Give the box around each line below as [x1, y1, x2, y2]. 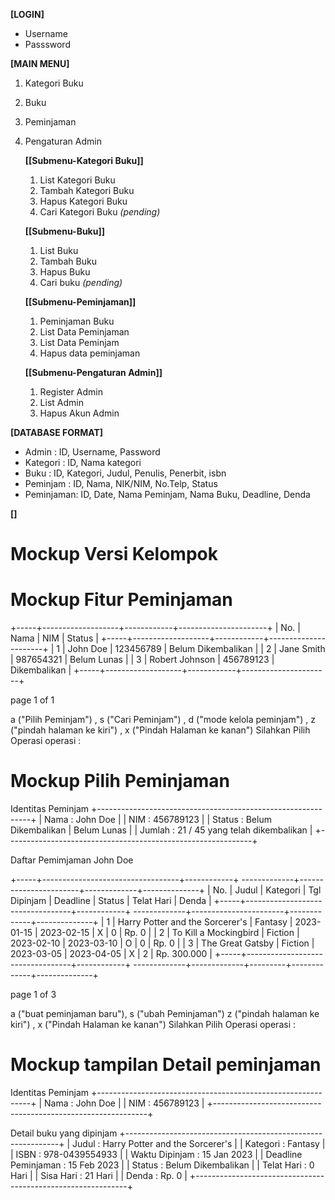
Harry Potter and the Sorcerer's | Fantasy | [117, 916, 293, 928]
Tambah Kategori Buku [39, 185, 135, 196]
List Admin [39, 397, 84, 408]
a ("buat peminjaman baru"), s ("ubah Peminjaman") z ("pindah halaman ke [10, 1008, 320, 1020]
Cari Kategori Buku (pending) [39, 206, 161, 218]
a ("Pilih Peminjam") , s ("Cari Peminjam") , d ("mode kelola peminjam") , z [10, 714, 316, 726]
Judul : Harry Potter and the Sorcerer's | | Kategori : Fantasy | [72, 1138, 326, 1149]
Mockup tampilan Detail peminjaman [10, 1054, 322, 1076]
